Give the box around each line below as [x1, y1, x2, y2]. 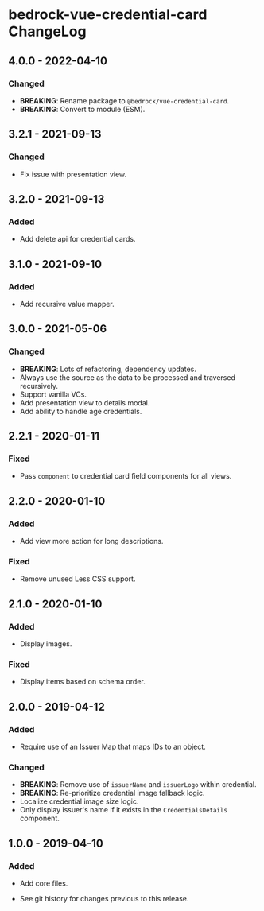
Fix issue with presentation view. [19, 169, 127, 179]
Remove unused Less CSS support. [19, 574, 136, 583]
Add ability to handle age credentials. [19, 406, 142, 416]
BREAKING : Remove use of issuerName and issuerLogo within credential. [19, 780, 257, 789]
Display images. [19, 638, 72, 649]
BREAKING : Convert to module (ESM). [19, 104, 146, 114]
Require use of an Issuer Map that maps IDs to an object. [19, 742, 207, 751]
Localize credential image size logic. [19, 797, 139, 806]
